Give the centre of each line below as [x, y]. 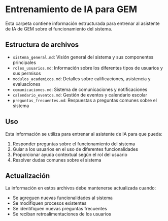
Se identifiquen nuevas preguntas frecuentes [60, 209]
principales [24, 62]
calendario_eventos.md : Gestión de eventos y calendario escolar [80, 94]
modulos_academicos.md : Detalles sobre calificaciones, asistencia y [81, 78]
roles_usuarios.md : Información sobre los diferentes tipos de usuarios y [88, 68]
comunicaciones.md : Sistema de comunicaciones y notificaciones [80, 89]
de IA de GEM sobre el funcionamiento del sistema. [59, 28]
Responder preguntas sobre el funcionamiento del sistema [74, 144]
